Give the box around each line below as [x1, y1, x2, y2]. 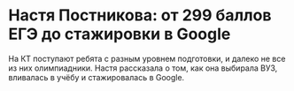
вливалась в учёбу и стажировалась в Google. [8, 72, 185, 82]
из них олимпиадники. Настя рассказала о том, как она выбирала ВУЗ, [8, 63, 278, 73]
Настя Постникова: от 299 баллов [8, 5, 272, 26]
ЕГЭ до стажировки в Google [8, 24, 231, 44]
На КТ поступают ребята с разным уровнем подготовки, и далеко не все [8, 53, 286, 64]
